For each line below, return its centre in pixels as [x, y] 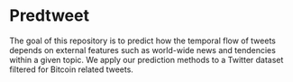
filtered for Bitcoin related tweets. [71, 69]
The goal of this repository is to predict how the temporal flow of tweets [143, 41]
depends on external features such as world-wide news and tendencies [143, 50]
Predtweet [50, 16]
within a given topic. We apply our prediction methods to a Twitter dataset [146, 59]
